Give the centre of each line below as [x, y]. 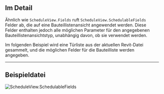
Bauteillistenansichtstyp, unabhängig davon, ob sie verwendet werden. [76, 35]
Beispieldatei [25, 75]
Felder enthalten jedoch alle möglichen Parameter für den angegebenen [77, 30]
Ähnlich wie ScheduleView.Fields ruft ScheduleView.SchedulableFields [76, 19]
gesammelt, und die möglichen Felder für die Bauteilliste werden [70, 50]
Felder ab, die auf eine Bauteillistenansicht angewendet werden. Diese [76, 25]
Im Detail [19, 8]
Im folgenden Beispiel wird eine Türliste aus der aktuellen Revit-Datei [74, 45]
